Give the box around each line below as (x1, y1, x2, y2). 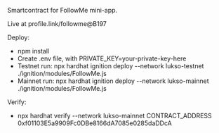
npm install (17, 47, 50, 55)
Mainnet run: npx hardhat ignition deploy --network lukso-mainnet (17, 77, 209, 85)
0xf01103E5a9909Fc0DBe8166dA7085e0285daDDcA (17, 119, 172, 127)
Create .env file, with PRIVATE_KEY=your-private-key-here (17, 54, 187, 63)
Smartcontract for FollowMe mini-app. (7, 6, 118, 14)
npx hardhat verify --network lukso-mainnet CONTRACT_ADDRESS (17, 112, 212, 120)
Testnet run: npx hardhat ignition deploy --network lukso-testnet (17, 62, 204, 70)
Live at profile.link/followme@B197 (7, 20, 107, 27)
